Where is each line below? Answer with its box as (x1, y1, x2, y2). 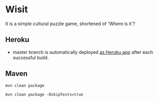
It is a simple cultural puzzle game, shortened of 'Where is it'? (5, 21, 136, 27)
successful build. (12, 54, 49, 60)
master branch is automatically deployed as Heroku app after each (12, 49, 153, 55)
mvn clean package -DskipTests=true (5, 92, 83, 97)
